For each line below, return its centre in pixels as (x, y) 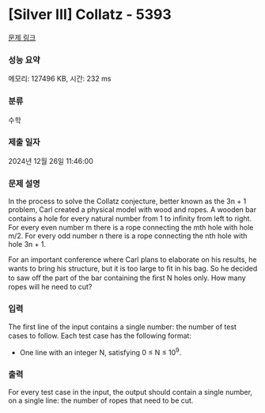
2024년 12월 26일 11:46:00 (51, 161)
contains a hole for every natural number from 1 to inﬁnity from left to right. (130, 218)
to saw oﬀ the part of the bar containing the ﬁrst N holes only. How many (127, 278)
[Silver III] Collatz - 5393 (90, 15)
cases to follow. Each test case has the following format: (100, 336)
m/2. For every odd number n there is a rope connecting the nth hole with (128, 236)
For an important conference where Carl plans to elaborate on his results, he (132, 260)
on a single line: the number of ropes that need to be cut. (101, 400)
